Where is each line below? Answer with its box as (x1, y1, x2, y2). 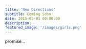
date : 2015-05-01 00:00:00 (5, 16, 60, 21)
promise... (5, 38, 25, 44)
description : (5, 20, 32, 26)
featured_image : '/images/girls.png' (5, 25, 82, 30)
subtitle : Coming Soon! (5, 12, 54, 16)
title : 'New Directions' (5, 7, 56, 12)
